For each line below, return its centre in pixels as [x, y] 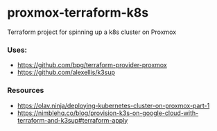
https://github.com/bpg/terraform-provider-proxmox [92, 65]
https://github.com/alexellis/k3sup [66, 72]
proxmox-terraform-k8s [78, 13]
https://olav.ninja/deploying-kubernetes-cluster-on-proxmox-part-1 [113, 105]
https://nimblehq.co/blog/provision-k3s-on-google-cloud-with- [108, 113]
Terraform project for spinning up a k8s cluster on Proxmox [92, 32]
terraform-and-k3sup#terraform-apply [72, 120]
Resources [26, 90]
